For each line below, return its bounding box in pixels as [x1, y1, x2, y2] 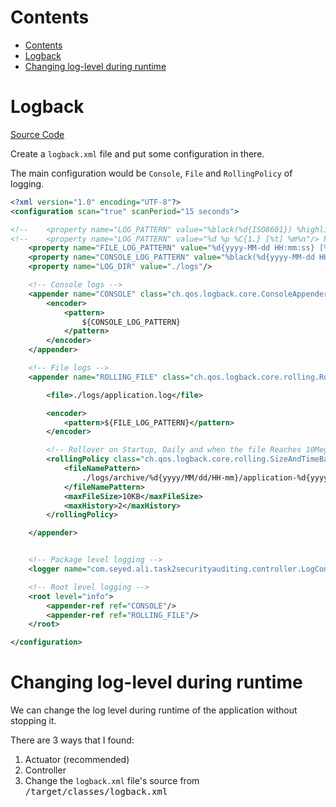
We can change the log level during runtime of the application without [10, 704, 298, 716]
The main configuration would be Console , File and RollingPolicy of [10, 167, 293, 179]
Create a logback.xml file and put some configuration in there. [10, 147, 265, 160]
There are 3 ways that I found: [10, 734, 135, 746]
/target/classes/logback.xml [24, 786, 168, 798]
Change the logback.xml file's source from [24, 775, 200, 787]
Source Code [10, 128, 65, 140]
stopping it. [10, 715, 57, 727]
